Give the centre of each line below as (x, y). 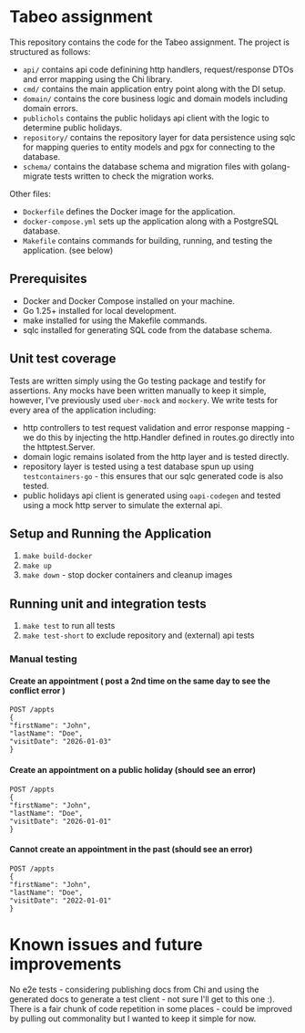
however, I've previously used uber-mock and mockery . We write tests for (144, 400)
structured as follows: (50, 51)
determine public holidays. (72, 127)
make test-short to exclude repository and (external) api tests (138, 635)
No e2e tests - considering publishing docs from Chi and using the (134, 989)
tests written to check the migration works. (134, 176)
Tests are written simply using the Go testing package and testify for (137, 381)
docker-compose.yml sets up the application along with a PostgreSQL (151, 221)
